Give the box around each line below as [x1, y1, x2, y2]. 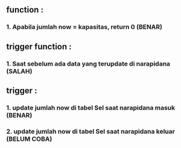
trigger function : [6, 42, 72, 52]
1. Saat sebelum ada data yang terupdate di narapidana [6, 60, 171, 68]
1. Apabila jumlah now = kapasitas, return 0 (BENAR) [6, 23, 163, 31]
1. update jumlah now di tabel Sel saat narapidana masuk [6, 103, 176, 112]
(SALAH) [6, 67, 33, 75]
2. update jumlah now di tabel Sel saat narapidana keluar [6, 127, 175, 135]
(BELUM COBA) [6, 135, 52, 143]
